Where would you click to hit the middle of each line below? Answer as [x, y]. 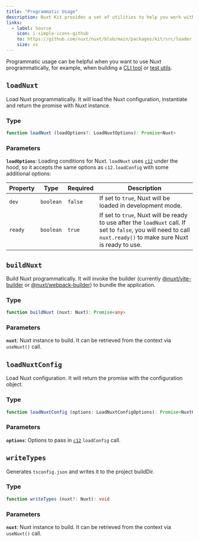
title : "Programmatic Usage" [42, 12]
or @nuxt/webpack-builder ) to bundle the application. [90, 285]
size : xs [28, 45]
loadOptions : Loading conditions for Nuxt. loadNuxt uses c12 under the [92, 161]
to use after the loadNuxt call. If [142, 222]
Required [80, 188]
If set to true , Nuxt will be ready [143, 215]
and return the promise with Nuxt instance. [58, 105]
